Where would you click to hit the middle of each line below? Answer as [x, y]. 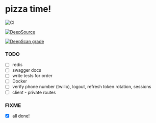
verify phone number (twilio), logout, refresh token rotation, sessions [82, 87]
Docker [20, 81]
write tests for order [32, 76]
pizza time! [28, 9]
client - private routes [34, 92]
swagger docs [27, 70]
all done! [21, 116]
